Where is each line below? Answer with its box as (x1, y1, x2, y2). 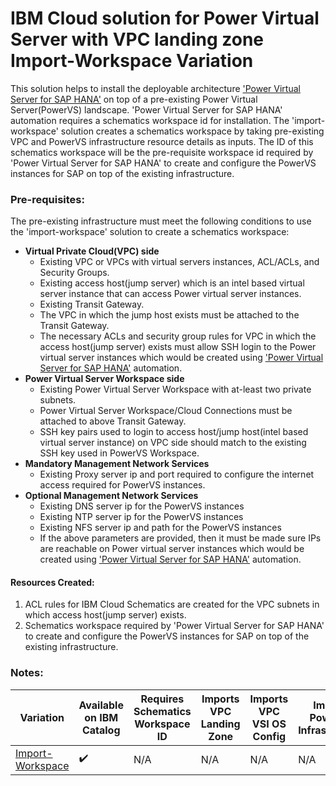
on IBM (84, 710, 119, 724)
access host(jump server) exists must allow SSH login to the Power (39, 341, 317, 353)
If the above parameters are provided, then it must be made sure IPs (39, 532, 322, 544)
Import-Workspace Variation (10, 50, 254, 72)
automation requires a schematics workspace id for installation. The (10, 114, 290, 126)
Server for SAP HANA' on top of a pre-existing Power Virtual (10, 93, 258, 105)
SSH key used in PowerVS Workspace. (39, 447, 200, 459)
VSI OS (251, 717, 287, 731)
